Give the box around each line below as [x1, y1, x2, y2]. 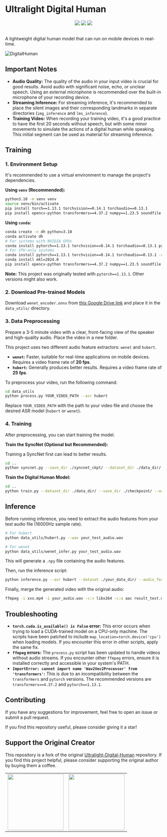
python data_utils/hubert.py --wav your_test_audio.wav [5, 535, 123, 540]
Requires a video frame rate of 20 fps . [12, 359, 91, 365]
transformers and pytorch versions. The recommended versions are [12, 676, 152, 682]
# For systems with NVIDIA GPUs [5, 239, 72, 244]
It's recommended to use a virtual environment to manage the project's [5, 172, 151, 178]
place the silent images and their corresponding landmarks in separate [12, 105, 158, 111]
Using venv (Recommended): [5, 187, 66, 193]
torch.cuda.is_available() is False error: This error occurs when [12, 623, 151, 629]
